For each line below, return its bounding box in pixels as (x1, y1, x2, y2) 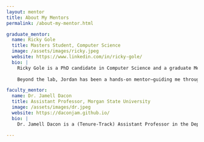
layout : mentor (6, 8, 45, 15)
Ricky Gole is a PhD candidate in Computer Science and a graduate (17, 65, 191, 71)
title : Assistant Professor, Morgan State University (12, 98, 151, 105)
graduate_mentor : (6, 31, 50, 37)
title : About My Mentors (6, 15, 69, 21)
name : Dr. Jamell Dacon (12, 93, 72, 99)
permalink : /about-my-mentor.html (6, 20, 94, 26)
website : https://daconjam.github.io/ (12, 110, 110, 116)
